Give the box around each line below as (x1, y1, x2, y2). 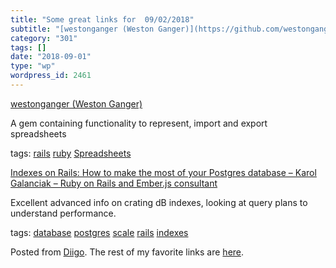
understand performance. (10, 207, 117, 219)
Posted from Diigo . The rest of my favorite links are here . (10, 246, 245, 258)
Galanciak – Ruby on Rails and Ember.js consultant (10, 177, 218, 189)
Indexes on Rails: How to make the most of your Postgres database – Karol (10, 166, 317, 178)
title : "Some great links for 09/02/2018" (10, 14, 195, 25)
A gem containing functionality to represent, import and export (10, 117, 268, 129)
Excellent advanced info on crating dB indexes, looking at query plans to (10, 196, 308, 208)
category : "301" (10, 33, 78, 43)
